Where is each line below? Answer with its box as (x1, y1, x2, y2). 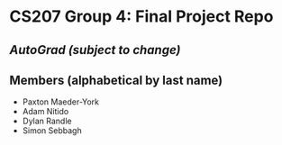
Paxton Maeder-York (22, 96, 100, 107)
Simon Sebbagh (22, 125, 83, 136)
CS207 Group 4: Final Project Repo (9, 6, 274, 27)
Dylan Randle (22, 115, 72, 127)
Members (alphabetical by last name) (9, 72, 223, 87)
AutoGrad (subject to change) (9, 42, 181, 58)
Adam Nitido (22, 106, 69, 117)
